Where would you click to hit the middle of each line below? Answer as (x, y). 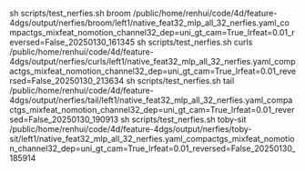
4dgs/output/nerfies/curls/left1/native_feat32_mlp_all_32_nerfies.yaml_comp (152, 61)
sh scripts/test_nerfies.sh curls (194, 42)
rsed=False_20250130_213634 (67, 80)
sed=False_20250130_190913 (64, 119)
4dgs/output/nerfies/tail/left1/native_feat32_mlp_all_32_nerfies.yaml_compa (151, 100)
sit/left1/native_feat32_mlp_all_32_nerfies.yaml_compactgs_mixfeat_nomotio (152, 139)
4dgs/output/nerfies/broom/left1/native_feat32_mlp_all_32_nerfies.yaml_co (149, 23)
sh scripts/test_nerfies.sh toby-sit (183, 119)
